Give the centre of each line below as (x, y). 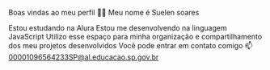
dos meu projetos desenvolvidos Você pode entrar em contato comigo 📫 (131, 45)
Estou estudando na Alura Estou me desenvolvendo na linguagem (118, 28)
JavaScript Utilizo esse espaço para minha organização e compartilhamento (135, 37)
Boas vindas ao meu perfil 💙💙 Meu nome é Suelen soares (104, 12)
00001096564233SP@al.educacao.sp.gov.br (84, 57)
